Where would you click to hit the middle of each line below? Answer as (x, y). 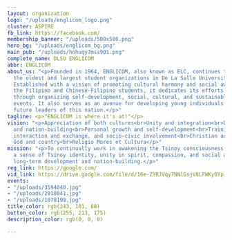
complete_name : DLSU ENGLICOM (51, 59)
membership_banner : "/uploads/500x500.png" (71, 39)
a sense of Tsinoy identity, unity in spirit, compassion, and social (117, 155)
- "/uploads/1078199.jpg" (44, 200)
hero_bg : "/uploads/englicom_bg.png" (61, 46)
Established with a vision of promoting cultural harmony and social (115, 84)
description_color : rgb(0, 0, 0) (55, 219)
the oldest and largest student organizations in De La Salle (105, 78)
